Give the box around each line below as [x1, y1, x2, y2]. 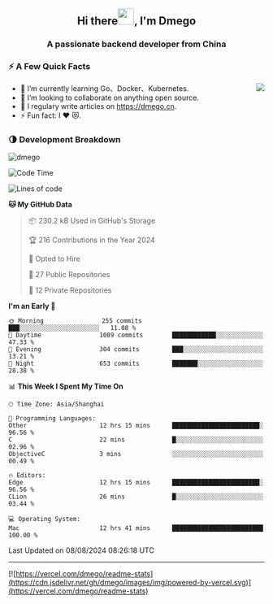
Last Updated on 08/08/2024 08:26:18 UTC [8, 545, 154, 555]
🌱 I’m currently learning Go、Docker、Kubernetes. [19, 83, 189, 93]
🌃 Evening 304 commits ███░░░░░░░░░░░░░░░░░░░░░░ [8, 345, 264, 354]
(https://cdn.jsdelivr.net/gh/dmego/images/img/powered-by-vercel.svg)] [8, 577, 252, 587]
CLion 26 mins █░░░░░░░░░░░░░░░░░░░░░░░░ [8, 493, 264, 501]
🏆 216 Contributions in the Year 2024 [28, 235, 156, 245]
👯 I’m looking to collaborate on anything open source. [19, 93, 200, 102]
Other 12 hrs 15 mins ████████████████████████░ [8, 421, 264, 429]
